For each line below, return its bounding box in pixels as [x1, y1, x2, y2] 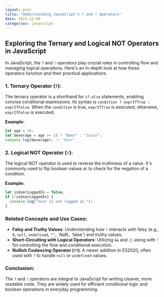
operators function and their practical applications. [5, 70, 108, 76]
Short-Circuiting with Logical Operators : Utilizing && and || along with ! [12, 237, 159, 243]
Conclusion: [5, 265, 35, 271]
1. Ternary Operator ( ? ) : [5, 82, 62, 89]
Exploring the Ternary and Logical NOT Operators [5, 39, 159, 47]
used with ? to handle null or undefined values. [12, 253, 108, 259]
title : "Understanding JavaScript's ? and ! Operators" [5, 12, 121, 17]
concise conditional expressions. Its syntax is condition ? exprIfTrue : [5, 99, 150, 105]
